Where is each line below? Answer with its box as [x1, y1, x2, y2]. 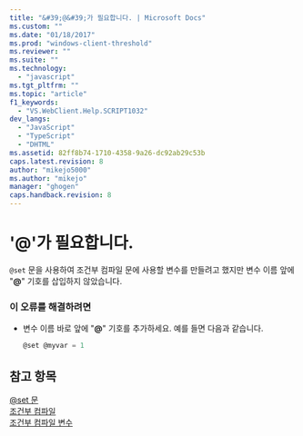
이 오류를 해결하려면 [9, 301, 92, 313]
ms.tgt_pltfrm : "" [9, 81, 79, 90]
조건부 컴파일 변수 [9, 417, 73, 428]
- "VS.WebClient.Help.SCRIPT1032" [17, 106, 148, 115]
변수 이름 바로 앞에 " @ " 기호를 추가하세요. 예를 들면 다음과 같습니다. [22, 323, 264, 334]
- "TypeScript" [17, 132, 76, 141]
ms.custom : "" [9, 22, 64, 31]
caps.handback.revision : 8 [9, 191, 112, 200]
